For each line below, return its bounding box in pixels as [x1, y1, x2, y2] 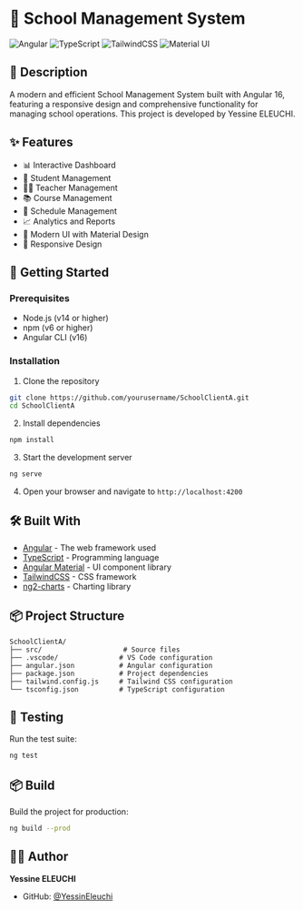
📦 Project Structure [9, 609, 125, 624]
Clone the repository [22, 375, 100, 386]
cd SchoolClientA [9, 401, 75, 410]
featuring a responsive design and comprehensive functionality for [9, 98, 259, 109]
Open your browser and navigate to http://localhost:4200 [22, 486, 243, 497]
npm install [9, 436, 54, 445]
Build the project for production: [9, 806, 129, 817]
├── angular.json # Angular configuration [9, 661, 213, 670]
